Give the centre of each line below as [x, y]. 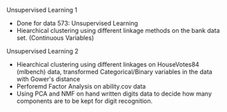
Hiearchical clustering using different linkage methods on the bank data [118, 31]
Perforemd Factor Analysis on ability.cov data [81, 86]
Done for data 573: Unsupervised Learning [77, 23]
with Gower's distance [48, 79]
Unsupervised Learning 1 [42, 10]
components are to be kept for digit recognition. [85, 101]
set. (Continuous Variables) [55, 38]
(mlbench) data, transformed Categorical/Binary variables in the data [114, 72]
